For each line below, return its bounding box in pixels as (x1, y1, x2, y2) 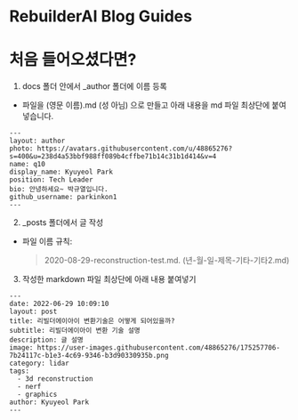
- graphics (17, 390, 58, 400)
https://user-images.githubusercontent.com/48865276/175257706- (36, 343, 280, 352)
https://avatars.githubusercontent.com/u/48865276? (36, 144, 233, 153)
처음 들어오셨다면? (9, 50, 137, 70)
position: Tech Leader (9, 175, 93, 184)
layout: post (9, 307, 58, 317)
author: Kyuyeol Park (9, 398, 90, 407)
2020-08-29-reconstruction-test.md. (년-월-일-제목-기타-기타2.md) (44, 255, 290, 266)
